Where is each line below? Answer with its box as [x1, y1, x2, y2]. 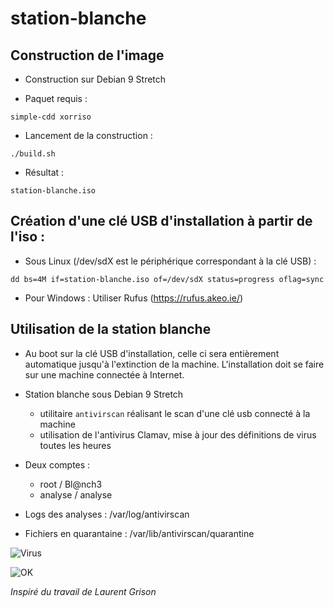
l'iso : [10, 228, 46, 246]
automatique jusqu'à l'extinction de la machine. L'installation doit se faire [24, 358, 325, 370]
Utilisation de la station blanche [10, 321, 212, 338]
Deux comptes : [24, 458, 91, 471]
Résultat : [24, 167, 65, 178]
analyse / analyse [39, 488, 113, 501]
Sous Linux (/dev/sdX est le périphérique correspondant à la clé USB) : [24, 255, 317, 267]
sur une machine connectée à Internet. [24, 368, 185, 381]
